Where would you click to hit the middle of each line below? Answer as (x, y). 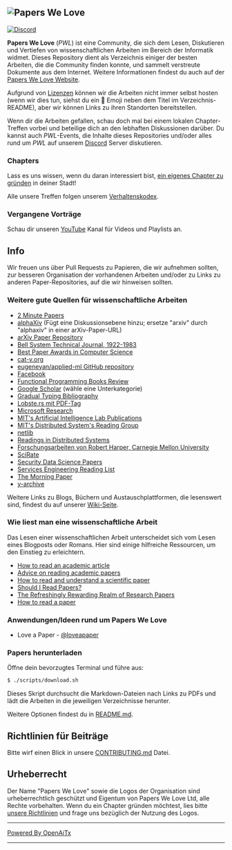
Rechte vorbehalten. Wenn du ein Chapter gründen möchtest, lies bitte (107, 805)
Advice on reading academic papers (69, 573)
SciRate (28, 454)
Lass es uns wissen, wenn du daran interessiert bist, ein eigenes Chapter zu (115, 176)
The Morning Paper (45, 476)
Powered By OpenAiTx (39, 833)
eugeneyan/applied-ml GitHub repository (76, 366)
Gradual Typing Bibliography (58, 396)
